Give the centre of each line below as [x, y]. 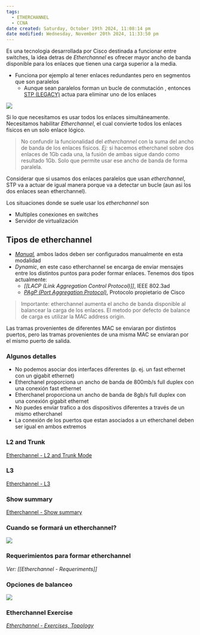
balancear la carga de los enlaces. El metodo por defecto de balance [105, 310]
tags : [13, 12]
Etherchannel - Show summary [44, 512]
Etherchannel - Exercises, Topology [50, 625]
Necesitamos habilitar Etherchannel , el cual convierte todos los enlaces [94, 124]
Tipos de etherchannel [49, 240]
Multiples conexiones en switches [56, 215]
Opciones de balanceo [39, 584]
